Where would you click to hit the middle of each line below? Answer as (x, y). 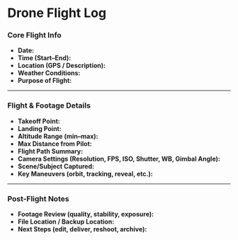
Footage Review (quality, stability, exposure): (86, 215)
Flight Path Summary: (50, 151)
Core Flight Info (34, 35)
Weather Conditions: (49, 73)
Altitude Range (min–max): (58, 136)
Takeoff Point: (39, 121)
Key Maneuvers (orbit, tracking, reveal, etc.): (85, 173)
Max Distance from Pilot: (55, 144)
